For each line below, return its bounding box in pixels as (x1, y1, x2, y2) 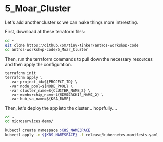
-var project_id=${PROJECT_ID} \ (9, 79, 78, 84)
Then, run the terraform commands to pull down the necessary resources (5, 56, 153, 62)
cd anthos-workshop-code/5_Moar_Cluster (5, 47, 89, 52)
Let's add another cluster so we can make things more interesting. (5, 19, 138, 25)
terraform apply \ (5, 75, 42, 80)
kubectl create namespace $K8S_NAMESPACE (5, 128, 91, 133)
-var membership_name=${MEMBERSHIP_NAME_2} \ (9, 92, 104, 97)
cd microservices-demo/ (5, 119, 54, 124)
